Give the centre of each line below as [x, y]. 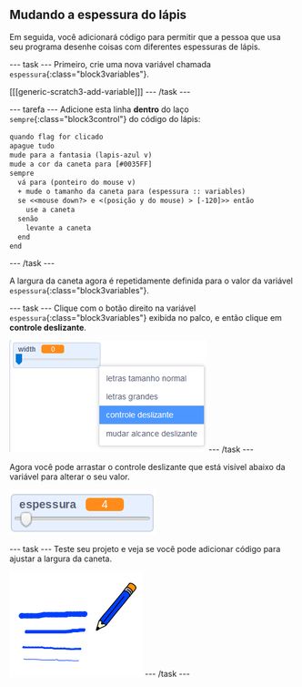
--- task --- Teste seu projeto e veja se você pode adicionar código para [145, 549]
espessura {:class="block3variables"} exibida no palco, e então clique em [146, 317]
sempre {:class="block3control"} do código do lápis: [105, 118]
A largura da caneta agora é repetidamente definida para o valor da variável [151, 281]
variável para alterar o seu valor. [70, 477]
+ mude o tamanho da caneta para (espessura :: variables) [132, 191]
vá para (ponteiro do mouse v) [77, 182]
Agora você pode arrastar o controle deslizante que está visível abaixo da [147, 467]
